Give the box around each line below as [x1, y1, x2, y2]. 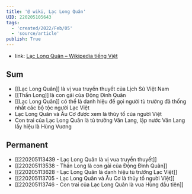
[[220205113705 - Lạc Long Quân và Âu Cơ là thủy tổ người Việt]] [14, 174, 175, 182]
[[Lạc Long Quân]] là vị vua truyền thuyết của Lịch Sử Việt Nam [14, 85, 169, 92]
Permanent [6, 140, 49, 150]
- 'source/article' [11, 31, 60, 37]
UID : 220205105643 [6, 14, 52, 20]
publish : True [6, 36, 41, 42]
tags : [6, 20, 20, 25]
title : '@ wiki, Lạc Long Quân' [6, 8, 86, 15]
